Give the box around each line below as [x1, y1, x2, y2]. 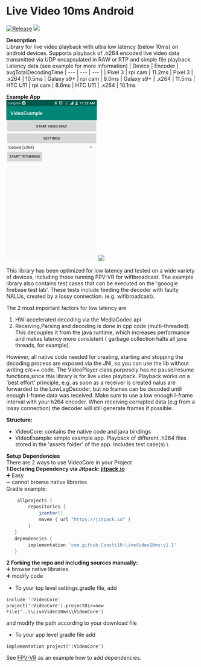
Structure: [6, 416, 33, 423]
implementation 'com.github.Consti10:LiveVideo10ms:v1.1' [28, 542, 177, 548]
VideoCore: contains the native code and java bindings [14, 428, 152, 435]
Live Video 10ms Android [6, 4, 134, 18]
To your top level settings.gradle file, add [14, 584, 117, 592]
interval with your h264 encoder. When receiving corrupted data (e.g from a [6, 398, 195, 405]
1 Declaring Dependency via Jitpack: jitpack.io [6, 465, 125, 472]
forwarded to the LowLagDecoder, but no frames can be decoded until [6, 385, 182, 393]
